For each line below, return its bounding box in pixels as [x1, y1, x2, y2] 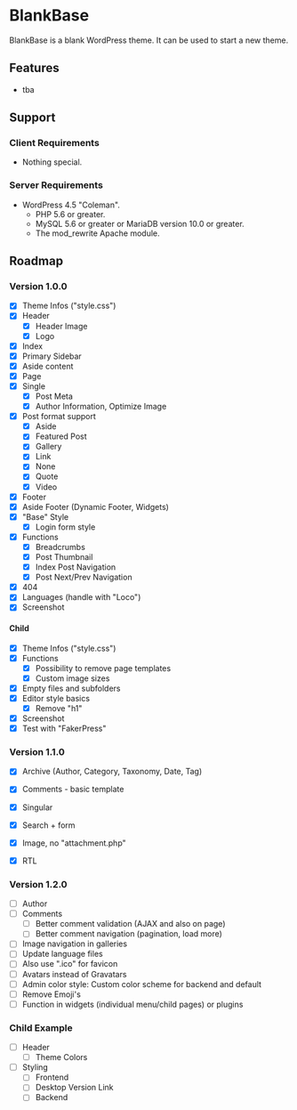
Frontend [35, 1072, 69, 1082]
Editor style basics [21, 693, 91, 703]
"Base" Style [21, 511, 69, 522]
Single [21, 380, 46, 392]
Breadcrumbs [35, 541, 86, 552]
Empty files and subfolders [21, 683, 121, 693]
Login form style [35, 522, 96, 532]
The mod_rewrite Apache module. [35, 228, 160, 239]
